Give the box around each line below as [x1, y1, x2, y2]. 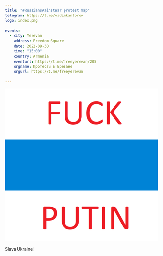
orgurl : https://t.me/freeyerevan [14, 69, 83, 74]
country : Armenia [14, 54, 49, 59]
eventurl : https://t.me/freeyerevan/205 [14, 59, 97, 64]
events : [5, 28, 21, 33]
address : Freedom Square [14, 39, 64, 44]
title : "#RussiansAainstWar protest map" [5, 8, 90, 13]
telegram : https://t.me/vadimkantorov [5, 13, 83, 18]
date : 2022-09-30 [14, 44, 49, 48]
